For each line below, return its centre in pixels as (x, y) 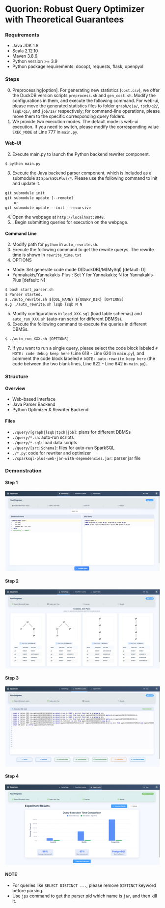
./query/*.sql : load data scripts (45, 442)
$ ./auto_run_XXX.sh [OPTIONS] (37, 339)
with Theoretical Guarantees (65, 19)
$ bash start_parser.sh (29, 290)
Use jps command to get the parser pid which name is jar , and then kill (84, 896)
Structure (17, 377)
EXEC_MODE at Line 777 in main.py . (45, 132)
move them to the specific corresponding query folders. (69, 116)
